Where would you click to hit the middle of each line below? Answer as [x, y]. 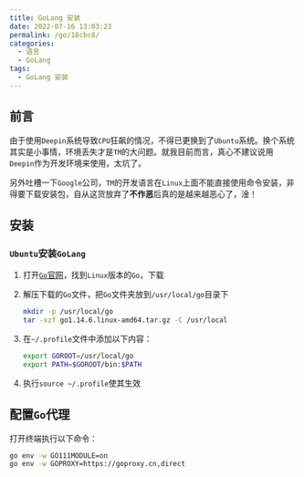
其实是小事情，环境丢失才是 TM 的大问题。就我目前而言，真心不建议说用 [142, 151]
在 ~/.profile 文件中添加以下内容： [87, 339]
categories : [32, 43]
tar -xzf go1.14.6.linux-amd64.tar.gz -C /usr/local [125, 320]
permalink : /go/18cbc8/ [55, 35]
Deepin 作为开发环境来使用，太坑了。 [78, 163]
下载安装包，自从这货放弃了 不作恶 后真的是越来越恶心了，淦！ [141, 193]
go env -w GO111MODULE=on [58, 456]
